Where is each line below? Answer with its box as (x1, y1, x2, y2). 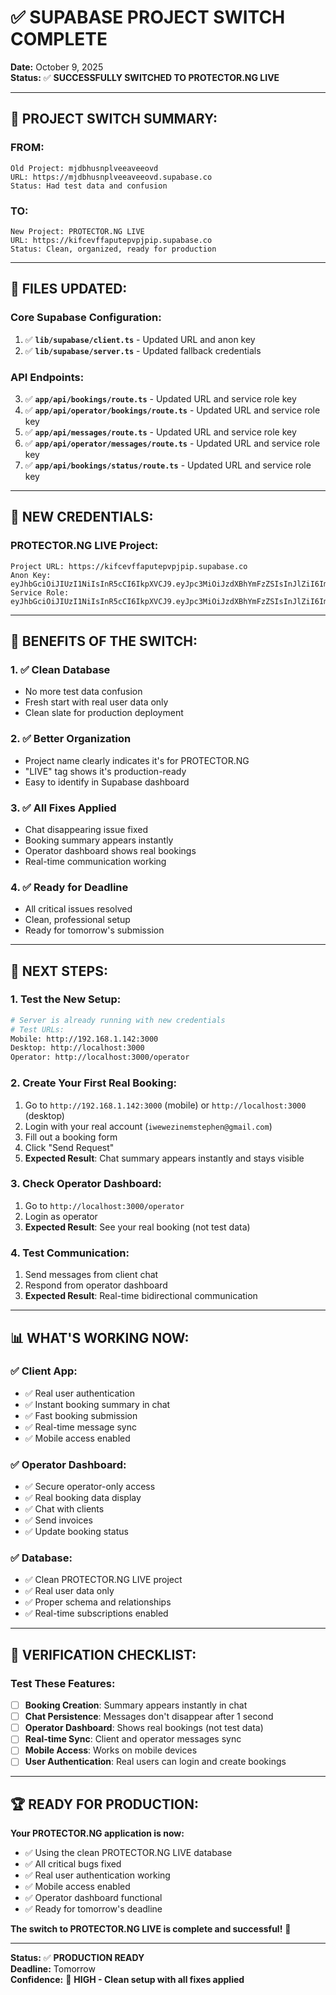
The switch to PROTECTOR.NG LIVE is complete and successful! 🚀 (10, 1923, 292, 1935)
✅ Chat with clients (24, 1503, 105, 1515)
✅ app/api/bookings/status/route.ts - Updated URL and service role (24, 459, 312, 471)
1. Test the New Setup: (10, 992, 122, 1006)
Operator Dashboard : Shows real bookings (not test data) (24, 1722, 264, 1734)
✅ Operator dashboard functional (24, 1892, 163, 1904)
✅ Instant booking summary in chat (24, 1398, 171, 1410)
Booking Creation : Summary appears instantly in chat (24, 1699, 248, 1711)
